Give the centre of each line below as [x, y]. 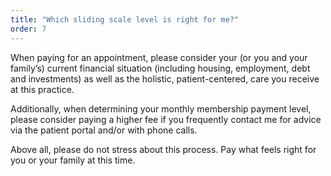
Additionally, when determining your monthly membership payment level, [161, 108]
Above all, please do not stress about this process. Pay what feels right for [163, 149]
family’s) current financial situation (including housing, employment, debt [160, 68]
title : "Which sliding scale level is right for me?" [125, 19]
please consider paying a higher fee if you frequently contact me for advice [166, 119]
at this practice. [42, 89]
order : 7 [28, 29]
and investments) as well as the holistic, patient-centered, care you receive [165, 78]
